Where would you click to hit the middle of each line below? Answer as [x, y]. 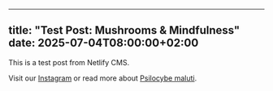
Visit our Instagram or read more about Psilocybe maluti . [103, 78]
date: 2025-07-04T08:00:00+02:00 [104, 43]
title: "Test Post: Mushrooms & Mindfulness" [124, 30]
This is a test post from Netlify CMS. [69, 62]
